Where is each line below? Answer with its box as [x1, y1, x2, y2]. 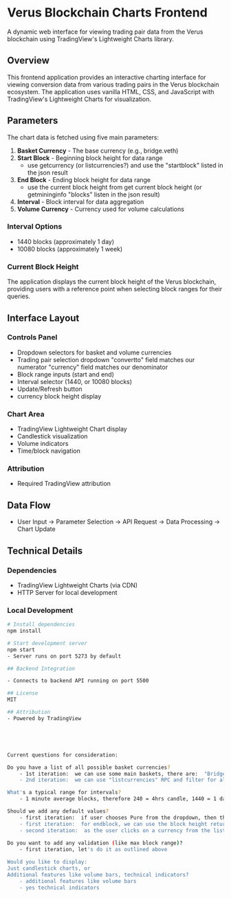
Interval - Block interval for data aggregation [16, 197, 144, 205]
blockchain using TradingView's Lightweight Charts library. [7, 34, 174, 43]
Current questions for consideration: [7, 751, 118, 759]
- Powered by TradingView [7, 715, 81, 722]
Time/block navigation [16, 447, 80, 455]
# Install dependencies [7, 621, 76, 628]
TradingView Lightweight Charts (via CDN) [16, 581, 138, 589]
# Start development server [7, 640, 88, 647]
